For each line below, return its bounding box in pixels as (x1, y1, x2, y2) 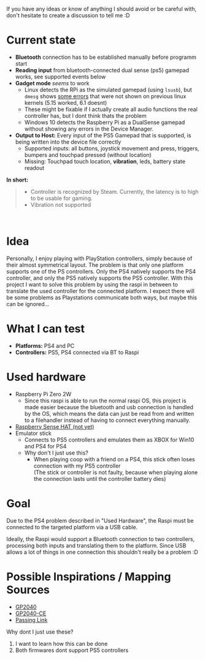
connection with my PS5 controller (33, 462, 121, 469)
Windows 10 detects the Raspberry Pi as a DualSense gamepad (24, 118, 185, 126)
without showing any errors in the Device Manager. (24, 125, 154, 132)
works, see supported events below (15, 73, 106, 80)
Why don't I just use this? (24, 449, 89, 456)
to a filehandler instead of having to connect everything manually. (24, 416, 191, 424)
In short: (6, 176, 29, 183)
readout (24, 164, 45, 171)
